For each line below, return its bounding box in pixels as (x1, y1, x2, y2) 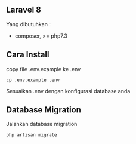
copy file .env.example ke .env (6, 65, 81, 72)
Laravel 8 (6, 5, 42, 15)
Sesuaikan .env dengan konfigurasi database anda (6, 87, 131, 94)
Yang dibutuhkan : (6, 20, 51, 27)
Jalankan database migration (6, 121, 78, 128)
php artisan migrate (6, 132, 58, 138)
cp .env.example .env (6, 77, 60, 83)
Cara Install (6, 50, 50, 60)
